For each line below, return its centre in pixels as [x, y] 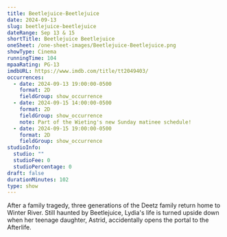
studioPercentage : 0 [43, 167]
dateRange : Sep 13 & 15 [41, 33]
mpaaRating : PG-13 [33, 65]
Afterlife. [20, 227]
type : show [23, 186]
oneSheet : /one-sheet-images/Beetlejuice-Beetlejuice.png [92, 45]
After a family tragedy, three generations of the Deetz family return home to [114, 205]
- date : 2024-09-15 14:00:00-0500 [62, 103]
